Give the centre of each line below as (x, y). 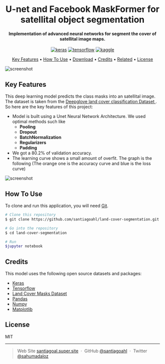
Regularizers (33, 143)
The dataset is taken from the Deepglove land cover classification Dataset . (81, 102)
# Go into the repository (31, 228)
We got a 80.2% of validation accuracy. (52, 153)
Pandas (20, 299)
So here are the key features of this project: (49, 107)
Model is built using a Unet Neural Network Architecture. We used (79, 116)
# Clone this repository (30, 215)
